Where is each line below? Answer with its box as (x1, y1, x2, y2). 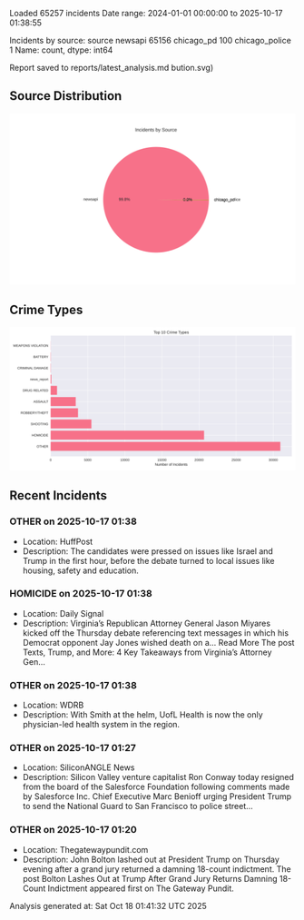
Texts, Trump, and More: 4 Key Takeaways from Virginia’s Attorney (22, 647, 272, 658)
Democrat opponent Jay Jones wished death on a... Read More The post (22, 637, 295, 648)
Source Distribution (9, 88, 123, 104)
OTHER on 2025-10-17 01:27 (9, 742, 136, 755)
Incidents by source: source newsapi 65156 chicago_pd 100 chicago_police (9, 35, 292, 45)
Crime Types (9, 302, 83, 318)
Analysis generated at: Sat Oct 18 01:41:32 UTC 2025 (9, 900, 207, 911)
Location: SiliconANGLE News (22, 762, 135, 773)
